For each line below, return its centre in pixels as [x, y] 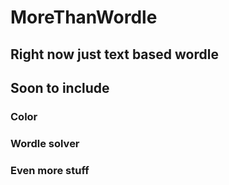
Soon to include [60, 87]
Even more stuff [50, 170]
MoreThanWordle [84, 17]
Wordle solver [45, 143]
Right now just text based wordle [114, 54]
